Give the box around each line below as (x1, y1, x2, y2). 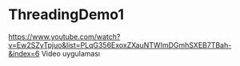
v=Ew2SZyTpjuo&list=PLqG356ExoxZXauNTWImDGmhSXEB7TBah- (8, 40, 232, 49)
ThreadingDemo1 (8, 6, 125, 24)
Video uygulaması (41, 49, 101, 58)
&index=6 (8, 49, 40, 58)
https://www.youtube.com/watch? (8, 32, 121, 41)
